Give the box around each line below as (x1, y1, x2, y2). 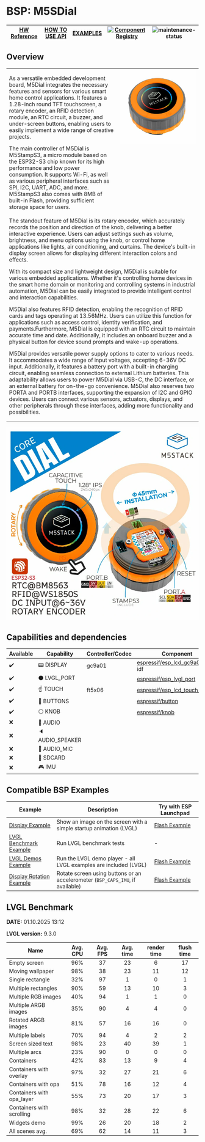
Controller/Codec (86, 650, 132, 657)
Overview (6, 52, 45, 62)
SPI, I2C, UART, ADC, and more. (9, 183, 89, 191)
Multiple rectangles (9, 984, 57, 992)
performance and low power (9, 164, 81, 172)
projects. (9, 133, 32, 140)
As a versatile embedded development (9, 75, 106, 82)
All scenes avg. (9, 1127, 47, 1135)
